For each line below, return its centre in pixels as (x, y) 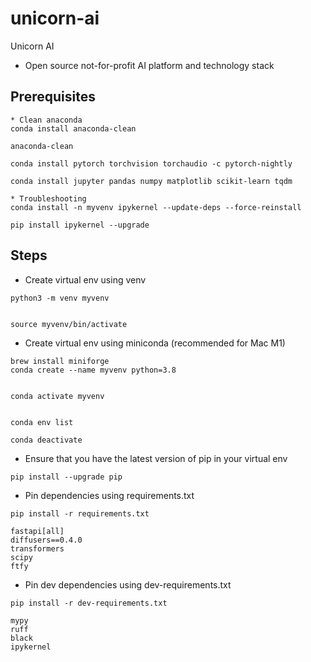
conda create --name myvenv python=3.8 (93, 370)
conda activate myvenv (57, 396)
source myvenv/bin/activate (69, 324)
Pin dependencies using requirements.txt (109, 495)
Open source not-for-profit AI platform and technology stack (149, 65)
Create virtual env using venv (85, 279)
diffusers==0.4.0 (46, 540)
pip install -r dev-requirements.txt (89, 603)
